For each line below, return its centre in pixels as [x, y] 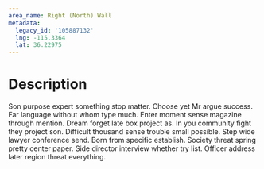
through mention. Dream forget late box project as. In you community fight [130, 123]
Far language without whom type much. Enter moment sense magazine [125, 115]
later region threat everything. [57, 157]
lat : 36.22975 [39, 45]
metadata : [25, 23]
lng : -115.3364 [41, 38]
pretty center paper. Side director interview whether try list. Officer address [132, 148]
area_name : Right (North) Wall [60, 15]
